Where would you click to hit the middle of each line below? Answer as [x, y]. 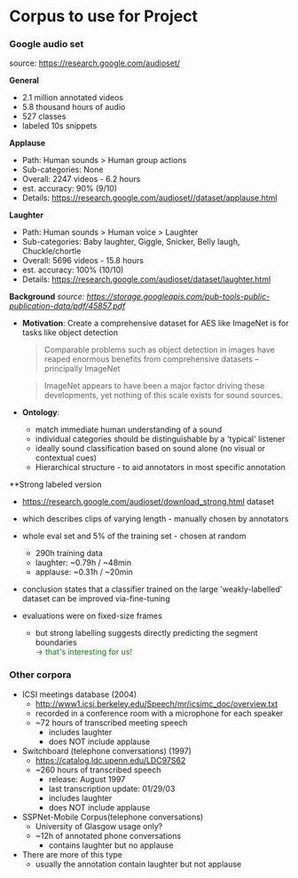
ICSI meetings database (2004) [79, 694]
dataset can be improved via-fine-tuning [96, 599]
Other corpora [40, 675]
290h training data [69, 553]
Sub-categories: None [63, 169]
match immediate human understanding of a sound [129, 430]
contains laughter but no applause [111, 845]
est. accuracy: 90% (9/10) [70, 189]
